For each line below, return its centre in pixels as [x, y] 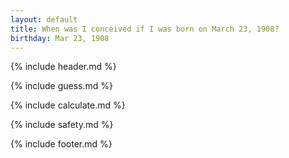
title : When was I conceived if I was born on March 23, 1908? [145, 29]
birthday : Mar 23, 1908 [60, 38]
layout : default [44, 19]
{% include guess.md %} [61, 86]
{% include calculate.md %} [68, 105]
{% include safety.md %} [62, 125]
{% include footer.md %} [61, 144]
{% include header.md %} [63, 67]
